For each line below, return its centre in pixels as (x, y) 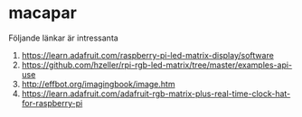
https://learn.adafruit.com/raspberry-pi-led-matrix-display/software (148, 55)
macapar (43, 13)
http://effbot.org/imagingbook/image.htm (98, 84)
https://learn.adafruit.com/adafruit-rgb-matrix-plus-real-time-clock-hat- (156, 94)
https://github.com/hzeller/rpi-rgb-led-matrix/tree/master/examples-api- (157, 65)
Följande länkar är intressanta (63, 38)
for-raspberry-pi (52, 103)
